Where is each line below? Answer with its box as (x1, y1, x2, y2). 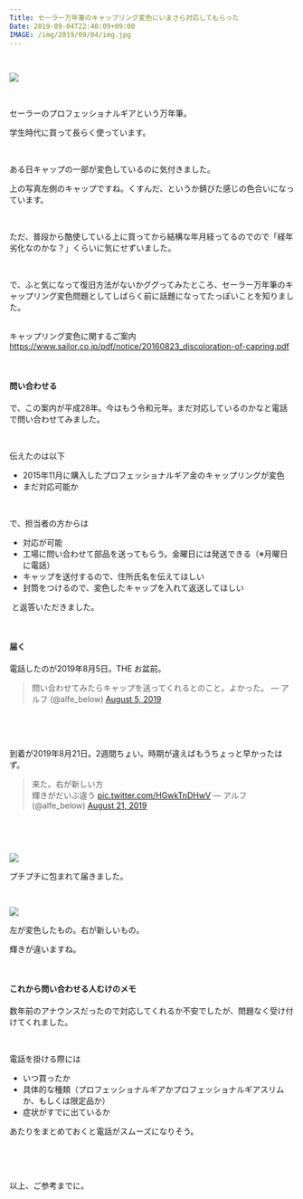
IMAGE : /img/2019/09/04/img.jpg (9, 30, 131, 39)
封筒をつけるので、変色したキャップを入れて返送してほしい (22, 582, 244, 593)
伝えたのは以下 (9, 450, 65, 462)
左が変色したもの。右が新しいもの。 (9, 924, 145, 935)
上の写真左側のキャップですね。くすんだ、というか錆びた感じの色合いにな (9, 183, 287, 195)
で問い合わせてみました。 (9, 414, 105, 424)
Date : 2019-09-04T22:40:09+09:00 (9, 22, 136, 31)
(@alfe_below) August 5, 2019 (49, 693, 162, 704)
